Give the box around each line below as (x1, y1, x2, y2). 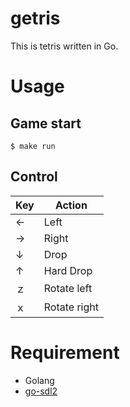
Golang (24, 374, 55, 386)
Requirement (10, 341, 120, 364)
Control (10, 168, 58, 186)
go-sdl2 (24, 385, 58, 397)
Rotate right (43, 300, 99, 314)
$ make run (10, 141, 56, 151)
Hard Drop (43, 263, 93, 277)
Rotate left (43, 281, 93, 295)
